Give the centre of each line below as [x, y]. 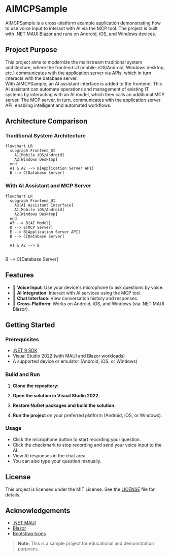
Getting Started [30, 325]
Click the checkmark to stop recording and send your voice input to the [87, 445]
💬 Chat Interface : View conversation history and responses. [75, 298]
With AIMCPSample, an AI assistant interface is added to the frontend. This [84, 83]
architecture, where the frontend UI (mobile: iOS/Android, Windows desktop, [85, 67]
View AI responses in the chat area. [50, 455]
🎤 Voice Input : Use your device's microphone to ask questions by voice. [88, 287]
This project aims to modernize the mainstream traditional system [74, 62]
